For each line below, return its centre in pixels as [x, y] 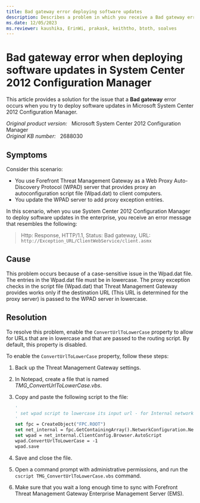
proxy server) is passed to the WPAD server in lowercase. [77, 298]
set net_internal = [39, 430]
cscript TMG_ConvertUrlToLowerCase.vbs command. [78, 476]
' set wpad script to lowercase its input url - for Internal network [104, 413]
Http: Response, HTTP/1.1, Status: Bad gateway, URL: [85, 235]
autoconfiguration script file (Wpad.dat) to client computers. [88, 193]
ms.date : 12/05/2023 [32, 23]
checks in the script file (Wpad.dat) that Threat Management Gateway [92, 286]
